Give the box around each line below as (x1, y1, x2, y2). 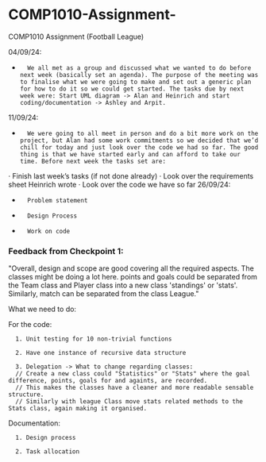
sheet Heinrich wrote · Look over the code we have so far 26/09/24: (8, 179, 231, 189)
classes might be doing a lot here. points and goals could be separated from (8, 272, 258, 282)
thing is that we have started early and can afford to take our (19, 150, 241, 158)
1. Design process (15, 434, 77, 442)
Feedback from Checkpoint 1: (8, 245, 124, 256)
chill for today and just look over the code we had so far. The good (19, 143, 259, 152)
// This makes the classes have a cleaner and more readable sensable (15, 383, 254, 392)
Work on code (27, 227, 71, 235)
